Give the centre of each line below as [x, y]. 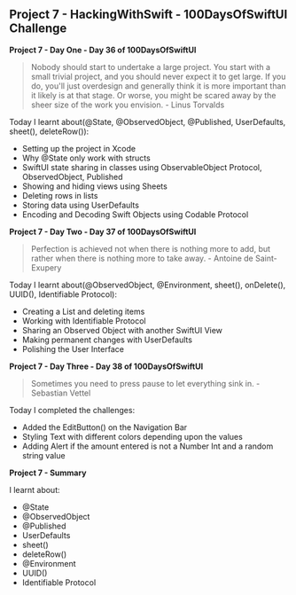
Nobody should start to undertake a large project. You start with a [151, 67]
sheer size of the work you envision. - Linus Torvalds [128, 105]
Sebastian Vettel [61, 393]
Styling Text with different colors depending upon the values [132, 436]
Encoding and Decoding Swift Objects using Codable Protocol [135, 214]
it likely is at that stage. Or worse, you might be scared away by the [153, 95]
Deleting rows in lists [60, 195]
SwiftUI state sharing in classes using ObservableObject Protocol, [142, 167]
